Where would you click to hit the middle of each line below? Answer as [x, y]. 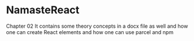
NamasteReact [43, 10]
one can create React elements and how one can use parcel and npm [90, 32]
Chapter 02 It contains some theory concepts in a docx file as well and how [97, 26]
